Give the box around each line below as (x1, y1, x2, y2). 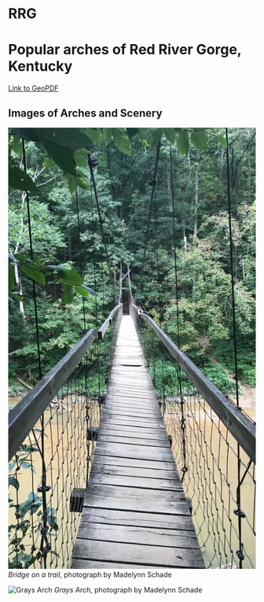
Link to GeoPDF (8, 83, 59, 93)
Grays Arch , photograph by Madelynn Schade (53, 585, 203, 595)
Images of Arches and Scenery (8, 106, 163, 120)
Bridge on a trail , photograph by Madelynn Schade (8, 570, 172, 579)
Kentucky (8, 57, 73, 76)
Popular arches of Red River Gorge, (8, 41, 242, 59)
